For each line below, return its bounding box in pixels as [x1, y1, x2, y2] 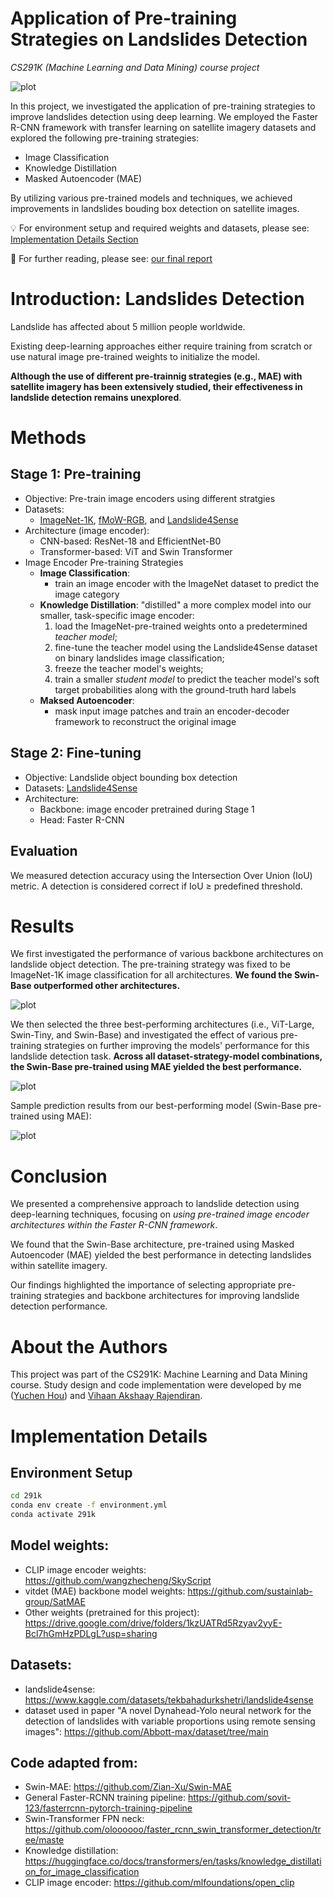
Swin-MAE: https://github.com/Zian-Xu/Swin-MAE [24, 1781, 232, 1793]
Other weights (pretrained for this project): [24, 1606, 200, 1618]
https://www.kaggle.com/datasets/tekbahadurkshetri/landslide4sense [24, 1693, 314, 1706]
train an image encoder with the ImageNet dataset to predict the [54, 577, 320, 589]
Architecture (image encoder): [24, 524, 150, 536]
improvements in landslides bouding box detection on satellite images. [10, 202, 300, 214]
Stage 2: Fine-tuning [10, 745, 142, 762]
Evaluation [10, 843, 78, 860]
